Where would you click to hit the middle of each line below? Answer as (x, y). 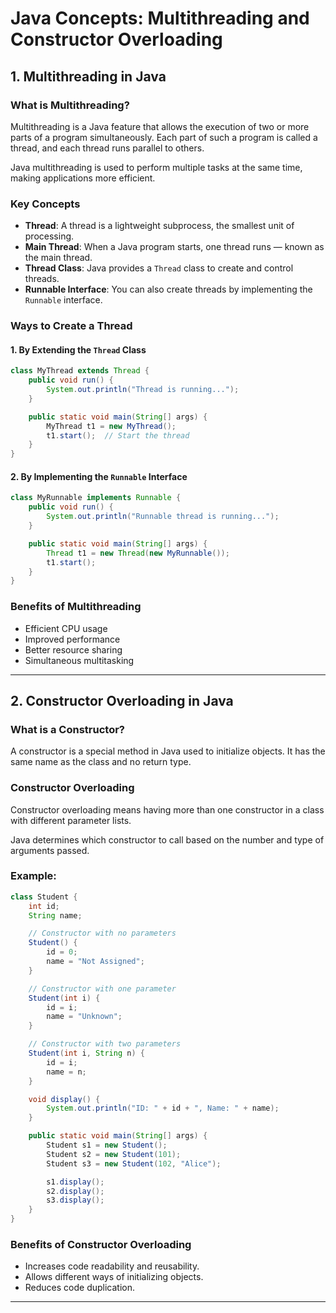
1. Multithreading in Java (88, 76)
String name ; (55, 915)
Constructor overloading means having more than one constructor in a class (167, 809)
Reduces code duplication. (80, 1288)
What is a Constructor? (67, 729)
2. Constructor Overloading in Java (122, 700)
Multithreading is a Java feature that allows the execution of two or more (160, 126)
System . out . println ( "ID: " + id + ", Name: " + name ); (163, 1108)
